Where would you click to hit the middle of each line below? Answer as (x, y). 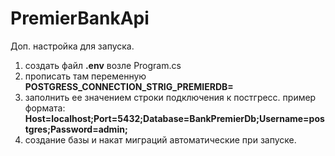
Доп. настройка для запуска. (72, 46)
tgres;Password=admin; (76, 129)
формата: (45, 108)
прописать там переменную (85, 76)
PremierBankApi (80, 18)
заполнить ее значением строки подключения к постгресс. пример (170, 97)
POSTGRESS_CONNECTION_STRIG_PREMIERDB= (129, 86)
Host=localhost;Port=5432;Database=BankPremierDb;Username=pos (174, 118)
